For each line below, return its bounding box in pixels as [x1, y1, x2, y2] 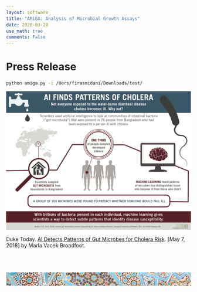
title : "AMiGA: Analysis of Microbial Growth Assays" [6, 15, 141, 22]
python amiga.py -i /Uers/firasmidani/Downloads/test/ [6, 80, 143, 86]
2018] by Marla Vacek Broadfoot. [6, 242, 86, 249]
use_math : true [6, 28, 43, 34]
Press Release [6, 60, 77, 73]
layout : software [6, 9, 49, 15]
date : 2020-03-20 [6, 22, 49, 28]
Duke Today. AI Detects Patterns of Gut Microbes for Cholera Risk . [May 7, [6, 235, 185, 243]
